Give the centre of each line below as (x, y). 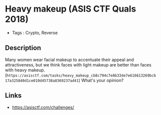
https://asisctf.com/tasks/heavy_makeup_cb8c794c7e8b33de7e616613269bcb (81, 75)
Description (23, 48)
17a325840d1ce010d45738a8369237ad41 (42, 81)
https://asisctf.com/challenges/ (43, 107)
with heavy (16, 70)
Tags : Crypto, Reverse (35, 33)
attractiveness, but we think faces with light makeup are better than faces (78, 65)
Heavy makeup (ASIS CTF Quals (71, 9)
